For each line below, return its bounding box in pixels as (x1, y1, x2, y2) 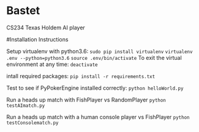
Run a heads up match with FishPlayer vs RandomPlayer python (6, 96, 167, 103)
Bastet (6, 4, 40, 18)
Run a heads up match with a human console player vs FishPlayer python (6, 113, 190, 120)
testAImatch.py (6, 102, 45, 109)
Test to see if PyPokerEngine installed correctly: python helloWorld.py (6, 84, 184, 92)
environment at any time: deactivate (6, 61, 98, 68)
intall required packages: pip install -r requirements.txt (6, 72, 156, 79)
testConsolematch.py (6, 120, 59, 126)
